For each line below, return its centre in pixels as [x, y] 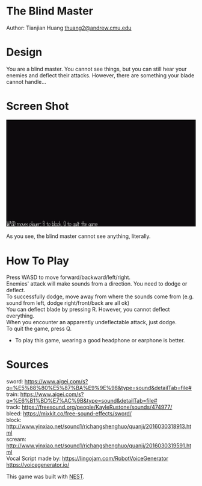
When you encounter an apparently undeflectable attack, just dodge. [92, 322]
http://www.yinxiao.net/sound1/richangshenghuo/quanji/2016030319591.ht [99, 446]
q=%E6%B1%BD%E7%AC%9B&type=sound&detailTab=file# [82, 401]
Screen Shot [38, 106]
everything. [20, 316]
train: [13, 394]
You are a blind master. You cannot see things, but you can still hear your [97, 69]
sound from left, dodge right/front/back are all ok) [68, 303]
